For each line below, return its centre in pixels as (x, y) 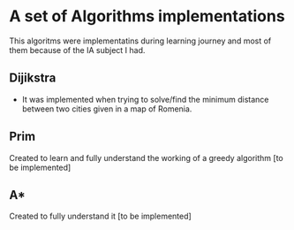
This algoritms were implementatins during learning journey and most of (140, 41)
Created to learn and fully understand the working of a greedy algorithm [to (147, 157)
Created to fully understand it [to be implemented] (100, 216)
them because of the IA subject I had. (77, 50)
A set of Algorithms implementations (147, 16)
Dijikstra (33, 78)
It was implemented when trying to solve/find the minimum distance (145, 99)
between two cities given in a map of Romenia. (107, 109)
